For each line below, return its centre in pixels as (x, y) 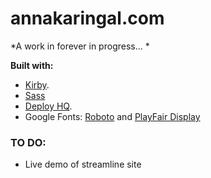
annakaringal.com (87, 18)
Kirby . (37, 84)
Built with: (32, 65)
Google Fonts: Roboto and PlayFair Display (112, 116)
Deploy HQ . (48, 106)
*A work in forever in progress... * (80, 46)
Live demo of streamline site (83, 164)
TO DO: (28, 142)
